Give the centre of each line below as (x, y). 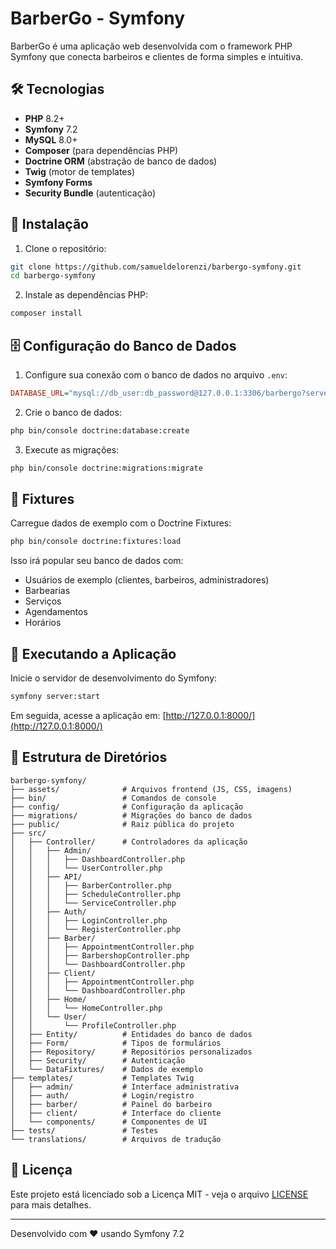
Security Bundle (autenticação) (90, 193)
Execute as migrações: (72, 449)
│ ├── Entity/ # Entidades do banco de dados (131, 1034)
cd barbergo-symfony (53, 276)
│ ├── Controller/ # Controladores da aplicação (129, 842)
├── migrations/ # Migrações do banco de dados (131, 815)
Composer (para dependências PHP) (101, 150)
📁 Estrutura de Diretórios (89, 757)
